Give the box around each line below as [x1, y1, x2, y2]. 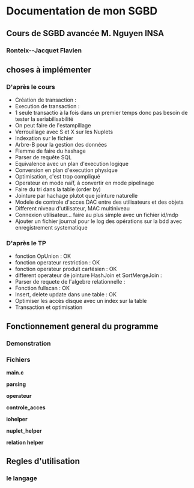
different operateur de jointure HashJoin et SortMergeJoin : [14, 272, 162, 279]
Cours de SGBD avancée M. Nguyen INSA [6, 28, 164, 38]
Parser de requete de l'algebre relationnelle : [14, 278, 126, 285]
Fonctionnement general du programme [6, 321, 159, 331]
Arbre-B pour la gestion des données [14, 141, 107, 148]
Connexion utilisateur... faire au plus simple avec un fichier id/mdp [14, 212, 179, 219]
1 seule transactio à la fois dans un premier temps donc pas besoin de [14, 109, 188, 117]
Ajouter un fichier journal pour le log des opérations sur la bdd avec [14, 218, 183, 225]
